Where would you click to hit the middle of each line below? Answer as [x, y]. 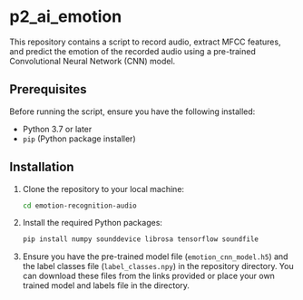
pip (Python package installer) [79, 139]
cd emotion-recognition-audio [80, 206]
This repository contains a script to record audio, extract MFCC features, [145, 42]
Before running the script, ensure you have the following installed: [132, 111]
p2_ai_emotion [66, 17]
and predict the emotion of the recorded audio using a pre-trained [132, 51]
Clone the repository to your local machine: [103, 189]
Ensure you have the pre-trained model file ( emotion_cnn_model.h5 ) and [155, 256]
